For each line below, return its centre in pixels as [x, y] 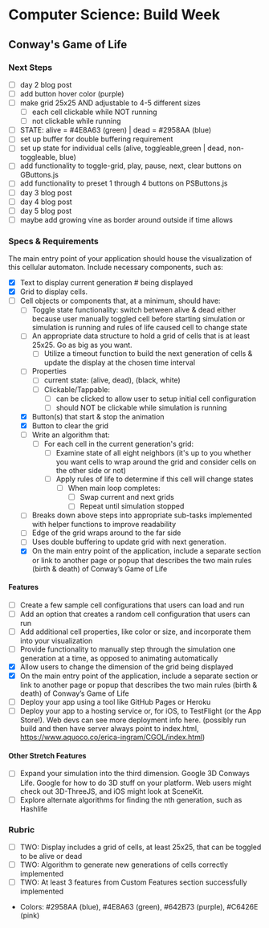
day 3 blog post [46, 192]
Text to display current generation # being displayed [106, 283]
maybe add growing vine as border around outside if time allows [126, 219]
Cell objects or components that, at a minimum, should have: [120, 301]
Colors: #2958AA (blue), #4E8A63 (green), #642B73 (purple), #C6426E [139, 907]
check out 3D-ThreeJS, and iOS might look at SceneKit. [112, 791]
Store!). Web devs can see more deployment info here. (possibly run [133, 720]
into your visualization [56, 640]
